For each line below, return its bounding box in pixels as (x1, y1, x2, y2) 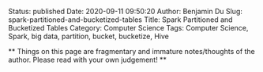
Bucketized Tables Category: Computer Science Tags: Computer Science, (8, 23, 249, 32)
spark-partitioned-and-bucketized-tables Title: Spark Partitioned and (8, 15, 233, 24)
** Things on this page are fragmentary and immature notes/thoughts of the (8, 47, 255, 56)
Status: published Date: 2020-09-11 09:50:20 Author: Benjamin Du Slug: (8, 7, 243, 16)
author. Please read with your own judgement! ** (8, 55, 167, 64)
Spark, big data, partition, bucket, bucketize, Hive (8, 31, 170, 41)
